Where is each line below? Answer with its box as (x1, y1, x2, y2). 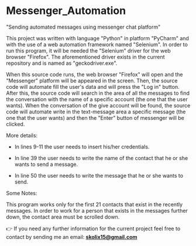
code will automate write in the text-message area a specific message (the (6, 108, 186, 115)
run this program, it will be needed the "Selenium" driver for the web (6, 47, 171, 54)
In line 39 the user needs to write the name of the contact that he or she (14, 154, 188, 161)
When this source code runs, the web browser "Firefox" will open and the (6, 71, 183, 78)
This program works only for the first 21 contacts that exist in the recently (6, 200, 183, 208)
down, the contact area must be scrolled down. (6, 213, 120, 220)
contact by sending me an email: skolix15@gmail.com (6, 233, 137, 240)
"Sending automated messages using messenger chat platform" (6, 23, 161, 30)
